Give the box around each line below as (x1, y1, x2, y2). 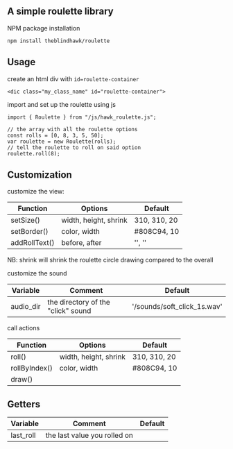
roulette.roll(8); (7, 150, 60, 157)
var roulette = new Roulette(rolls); (7, 138, 116, 145)
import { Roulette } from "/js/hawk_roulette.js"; (7, 114, 157, 121)
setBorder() (10, 227, 49, 237)
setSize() (10, 215, 40, 225)
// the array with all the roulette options (7, 126, 138, 133)
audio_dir (10, 302, 41, 312)
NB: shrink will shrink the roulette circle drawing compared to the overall (7, 256, 214, 264)
